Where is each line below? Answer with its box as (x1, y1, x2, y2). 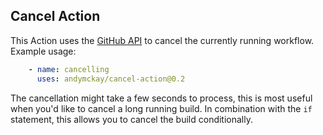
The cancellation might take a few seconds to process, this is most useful (10, 92, 313, 104)
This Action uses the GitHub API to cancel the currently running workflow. (10, 34, 315, 46)
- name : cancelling (28, 64, 110, 74)
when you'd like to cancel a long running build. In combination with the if (10, 102, 313, 114)
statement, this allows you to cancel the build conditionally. (10, 113, 253, 125)
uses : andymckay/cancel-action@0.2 (36, 74, 186, 84)
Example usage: (10, 45, 77, 57)
